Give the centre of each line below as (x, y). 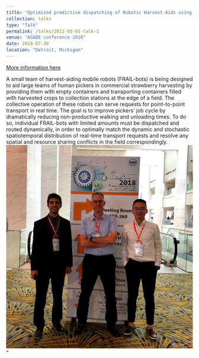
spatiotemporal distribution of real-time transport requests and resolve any (97, 136)
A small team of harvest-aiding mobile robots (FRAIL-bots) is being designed (99, 79)
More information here (33, 67)
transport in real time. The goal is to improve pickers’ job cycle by (86, 110)
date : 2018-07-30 (28, 44)
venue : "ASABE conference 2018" (46, 38)
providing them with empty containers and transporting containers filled (94, 91)
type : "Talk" (22, 25)
